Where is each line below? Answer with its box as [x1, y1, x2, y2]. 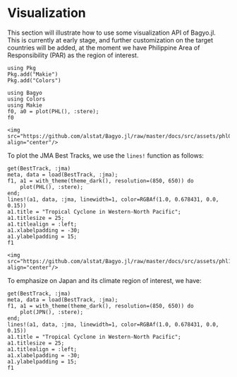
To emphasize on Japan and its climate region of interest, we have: [7, 276, 202, 284]
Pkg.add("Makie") [7, 71, 59, 78]
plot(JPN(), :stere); [20, 308, 83, 315]
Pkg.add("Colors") [7, 76, 61, 84]
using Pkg [7, 64, 37, 71]
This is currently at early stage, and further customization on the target [7, 35, 214, 44]
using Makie [7, 101, 42, 109]
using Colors [7, 95, 46, 103]
